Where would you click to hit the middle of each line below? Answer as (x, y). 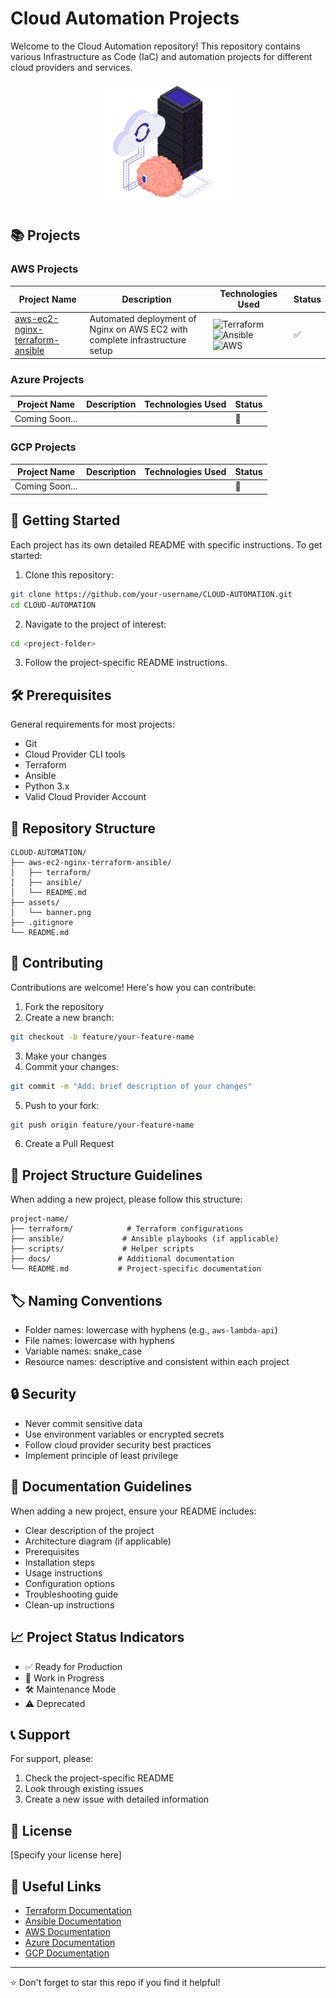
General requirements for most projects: (92, 724)
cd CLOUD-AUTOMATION (53, 605)
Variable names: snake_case (83, 1351)
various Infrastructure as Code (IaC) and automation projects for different (161, 56)
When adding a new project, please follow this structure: (126, 1199)
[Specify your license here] (66, 1855)
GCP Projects (43, 447)
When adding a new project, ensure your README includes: (133, 1511)
